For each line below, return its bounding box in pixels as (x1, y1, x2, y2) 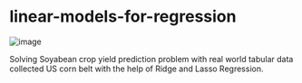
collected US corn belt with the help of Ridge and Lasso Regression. (9, 63, 264, 74)
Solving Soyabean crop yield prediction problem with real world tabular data (9, 53, 294, 64)
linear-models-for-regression (9, 6, 237, 27)
